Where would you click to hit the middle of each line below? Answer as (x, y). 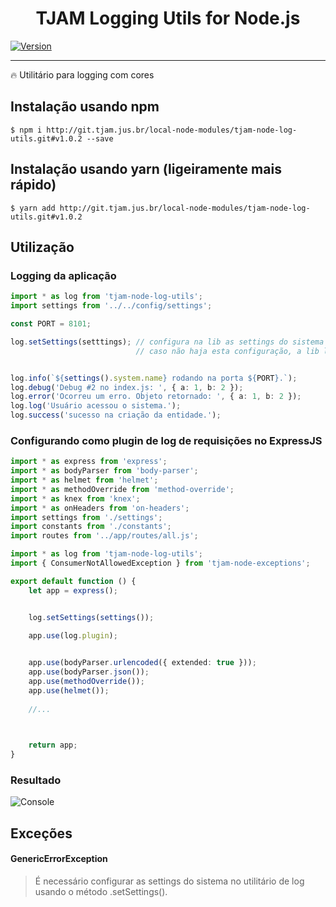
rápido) (33, 185)
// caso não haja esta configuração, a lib (227, 351)
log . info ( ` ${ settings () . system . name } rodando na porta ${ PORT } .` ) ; (154, 378)
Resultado (36, 780)
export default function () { (73, 581)
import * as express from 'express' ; (89, 462)
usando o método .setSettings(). (101, 892)
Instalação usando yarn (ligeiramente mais (146, 169)
